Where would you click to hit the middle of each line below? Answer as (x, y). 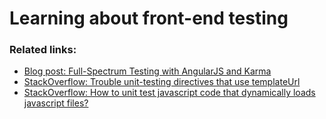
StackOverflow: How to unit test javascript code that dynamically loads (169, 93)
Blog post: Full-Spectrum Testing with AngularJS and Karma (147, 71)
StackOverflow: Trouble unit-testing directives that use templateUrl (162, 82)
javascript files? (56, 103)
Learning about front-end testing (149, 18)
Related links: (43, 50)
